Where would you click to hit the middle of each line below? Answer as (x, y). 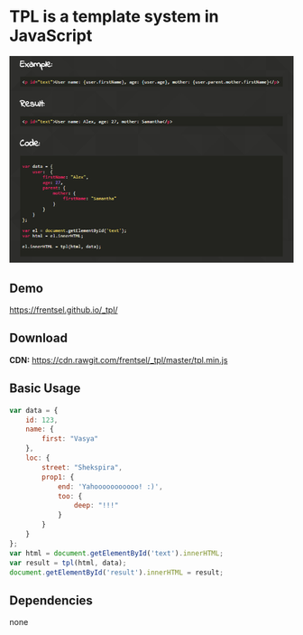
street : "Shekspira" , (83, 467)
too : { (70, 496)
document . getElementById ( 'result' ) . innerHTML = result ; (116, 572)
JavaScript (51, 36)
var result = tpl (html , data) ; (68, 563)
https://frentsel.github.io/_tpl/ (64, 310)
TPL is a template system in (114, 17)
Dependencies (51, 600)
